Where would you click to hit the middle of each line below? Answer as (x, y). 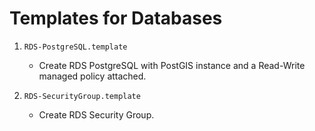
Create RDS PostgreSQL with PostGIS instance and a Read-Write (172, 65)
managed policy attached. (92, 76)
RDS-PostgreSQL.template (75, 47)
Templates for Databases (116, 18)
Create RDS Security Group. (96, 114)
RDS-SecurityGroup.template (82, 96)
